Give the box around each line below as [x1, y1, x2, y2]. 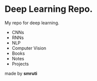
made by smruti [4, 70, 38, 76]
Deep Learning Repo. [4, 3, 93, 15]
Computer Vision [11, 45, 47, 51]
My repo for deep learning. [4, 20, 59, 26]
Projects [11, 61, 29, 67]
